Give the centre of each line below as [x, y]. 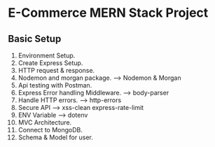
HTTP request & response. [56, 70]
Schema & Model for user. [55, 137]
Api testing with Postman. [55, 85]
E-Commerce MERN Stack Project [108, 13]
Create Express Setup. [50, 63]
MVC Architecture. [45, 122]
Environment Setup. [47, 55]
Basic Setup [35, 39]
